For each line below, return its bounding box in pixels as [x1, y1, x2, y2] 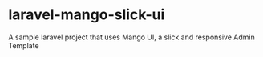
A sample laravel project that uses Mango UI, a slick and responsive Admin [8, 32, 255, 42]
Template [8, 40, 39, 50]
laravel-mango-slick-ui [8, 6, 165, 24]
